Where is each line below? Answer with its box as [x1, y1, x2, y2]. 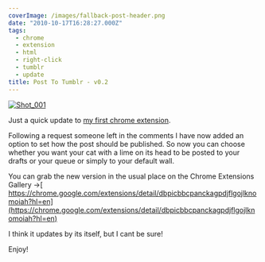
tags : [8, 26, 26, 34]
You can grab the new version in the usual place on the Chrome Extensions [8, 171, 255, 181]
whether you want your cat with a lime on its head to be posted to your [8, 148, 240, 157]
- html [15, 48, 37, 56]
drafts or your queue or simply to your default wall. [8, 156, 175, 165]
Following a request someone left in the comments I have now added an [8, 130, 244, 140]
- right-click [15, 56, 62, 64]
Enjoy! [8, 244, 29, 254]
